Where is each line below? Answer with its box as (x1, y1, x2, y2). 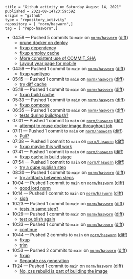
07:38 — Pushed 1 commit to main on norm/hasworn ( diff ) (12, 138, 125, 144)
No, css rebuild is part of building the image (19, 268, 108, 274)
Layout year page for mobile (19, 61, 77, 66)
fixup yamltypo (19, 71, 50, 77)
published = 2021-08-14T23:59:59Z (5, 9, 76, 14)
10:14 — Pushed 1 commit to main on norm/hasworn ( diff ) (12, 191, 124, 196)
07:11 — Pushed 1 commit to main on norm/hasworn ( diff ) (12, 128, 123, 134)
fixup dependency (19, 45, 56, 51)
